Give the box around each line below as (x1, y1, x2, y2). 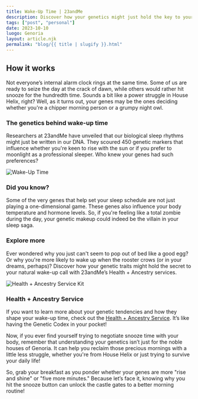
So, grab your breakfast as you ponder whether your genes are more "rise (6, 368, 186, 375)
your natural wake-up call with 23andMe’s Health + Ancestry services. (6, 269, 177, 276)
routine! (6, 387, 25, 394)
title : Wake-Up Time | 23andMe (6, 8, 83, 15)
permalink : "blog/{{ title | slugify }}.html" (6, 42, 123, 48)
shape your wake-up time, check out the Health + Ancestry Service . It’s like (6, 314, 190, 321)
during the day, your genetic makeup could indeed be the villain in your (6, 216, 179, 223)
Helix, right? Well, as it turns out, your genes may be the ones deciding (6, 98, 178, 105)
